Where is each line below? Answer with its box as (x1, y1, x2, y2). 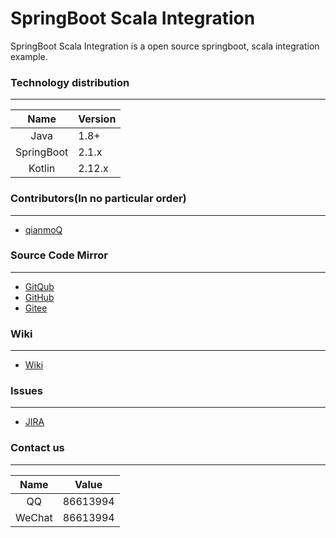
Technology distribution (10, 75, 130, 89)
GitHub (24, 291, 55, 303)
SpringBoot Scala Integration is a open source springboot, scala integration (10, 40, 320, 52)
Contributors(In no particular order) (10, 192, 187, 206)
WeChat (15, 510, 53, 524)
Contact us (10, 441, 65, 455)
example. (10, 50, 48, 62)
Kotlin (28, 162, 56, 176)
